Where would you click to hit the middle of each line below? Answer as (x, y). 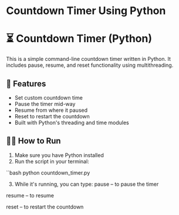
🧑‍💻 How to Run (33, 141)
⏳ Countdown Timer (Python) (79, 39)
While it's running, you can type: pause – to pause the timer (87, 184)
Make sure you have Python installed (59, 155)
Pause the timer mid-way (45, 104)
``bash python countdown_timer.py (48, 173)
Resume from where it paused (51, 110)
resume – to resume (30, 195)
